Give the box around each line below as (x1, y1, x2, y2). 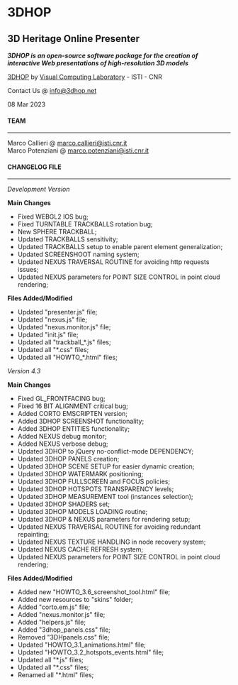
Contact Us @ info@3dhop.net (7, 87, 97, 94)
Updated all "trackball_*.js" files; (17, 338, 111, 346)
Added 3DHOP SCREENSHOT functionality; (17, 417, 144, 426)
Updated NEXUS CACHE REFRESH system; (17, 545, 144, 554)
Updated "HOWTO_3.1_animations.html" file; (17, 640, 147, 650)
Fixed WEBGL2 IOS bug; (17, 212, 89, 221)
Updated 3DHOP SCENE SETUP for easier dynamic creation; (17, 462, 195, 471)
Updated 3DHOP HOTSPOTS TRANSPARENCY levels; (17, 485, 174, 493)
